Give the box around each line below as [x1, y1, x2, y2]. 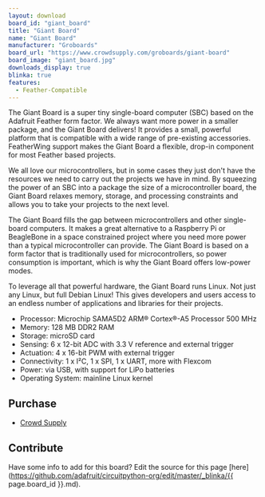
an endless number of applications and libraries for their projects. [8, 299, 223, 308]
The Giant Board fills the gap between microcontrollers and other [8, 215, 222, 225]
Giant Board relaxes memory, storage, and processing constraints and [8, 191, 239, 201]
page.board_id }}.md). [8, 479, 81, 488]
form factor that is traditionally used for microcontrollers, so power [8, 249, 227, 259]
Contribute [8, 441, 64, 455]
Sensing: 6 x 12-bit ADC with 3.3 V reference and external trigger [19, 340, 234, 349]
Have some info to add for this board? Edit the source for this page [8, 463, 227, 471]
